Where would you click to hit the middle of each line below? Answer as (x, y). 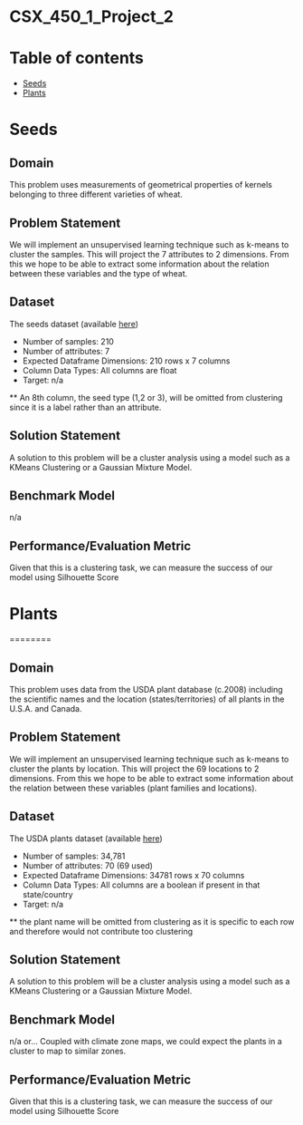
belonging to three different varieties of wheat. (96, 194)
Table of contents (77, 58)
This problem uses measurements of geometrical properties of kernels (141, 185)
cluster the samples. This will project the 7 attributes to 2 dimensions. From (149, 254)
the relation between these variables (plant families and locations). (133, 788)
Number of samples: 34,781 (74, 856)
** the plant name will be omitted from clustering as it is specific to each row (152, 921)
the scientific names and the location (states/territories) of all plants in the (147, 699)
